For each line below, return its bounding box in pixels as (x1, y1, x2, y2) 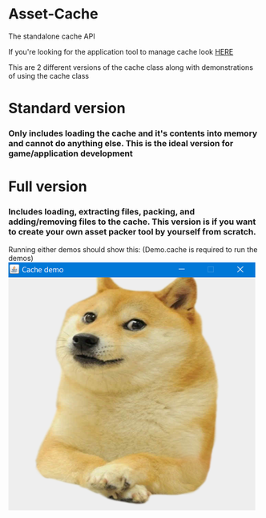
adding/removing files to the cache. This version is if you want (8, 216, 256, 227)
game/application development (8, 148, 134, 159)
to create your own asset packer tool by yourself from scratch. (8, 226, 256, 238)
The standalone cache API (8, 31, 95, 41)
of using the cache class (8, 71, 90, 80)
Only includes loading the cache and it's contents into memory (8, 128, 258, 139)
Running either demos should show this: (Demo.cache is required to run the (8, 244, 258, 254)
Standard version (8, 100, 126, 117)
